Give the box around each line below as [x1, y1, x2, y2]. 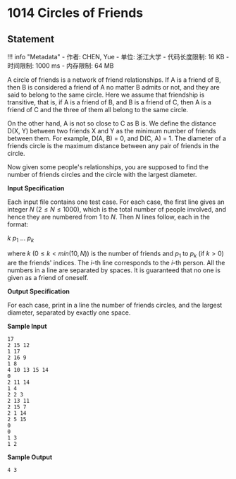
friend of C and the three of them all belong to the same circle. [7, 106, 189, 114]
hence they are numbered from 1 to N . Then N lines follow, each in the [7, 213, 210, 221]
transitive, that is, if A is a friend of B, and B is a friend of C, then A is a [7, 98, 211, 107]
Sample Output [7, 453, 53, 461]
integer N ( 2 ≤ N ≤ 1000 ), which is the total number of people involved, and [7, 205, 227, 213]
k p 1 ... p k [7, 234, 34, 244]
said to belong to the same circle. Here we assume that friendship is [7, 90, 205, 99]
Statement [7, 33, 55, 45]
